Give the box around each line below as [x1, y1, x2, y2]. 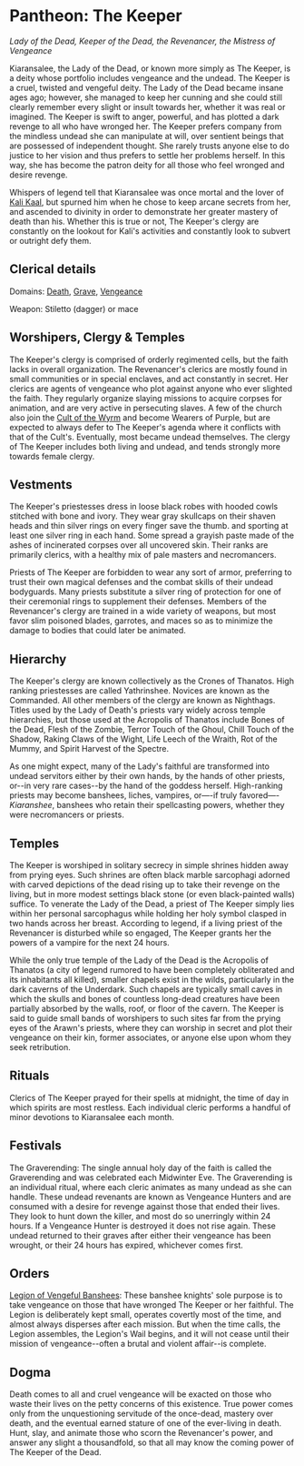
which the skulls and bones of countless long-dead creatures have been [9, 994, 280, 1004]
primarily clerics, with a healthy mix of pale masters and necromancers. [9, 550, 277, 561]
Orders [9, 1266, 50, 1281]
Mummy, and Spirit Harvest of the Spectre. [9, 743, 170, 754]
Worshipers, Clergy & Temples [9, 329, 186, 346]
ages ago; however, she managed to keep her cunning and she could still [9, 92, 283, 103]
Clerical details [9, 261, 97, 278]
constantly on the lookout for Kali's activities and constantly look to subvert [9, 225, 291, 237]
